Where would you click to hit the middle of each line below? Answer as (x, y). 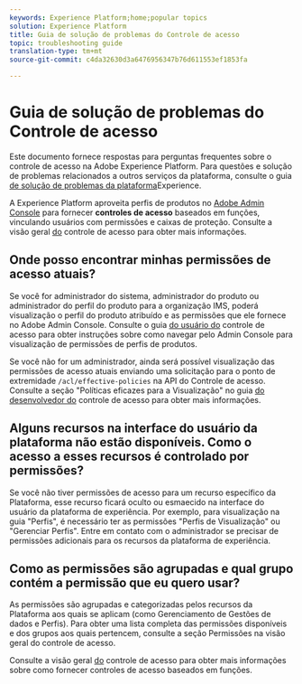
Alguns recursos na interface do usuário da (134, 429)
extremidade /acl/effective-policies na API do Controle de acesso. (137, 380)
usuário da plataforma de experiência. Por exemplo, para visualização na (145, 511)
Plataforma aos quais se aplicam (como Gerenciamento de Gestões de (140, 614)
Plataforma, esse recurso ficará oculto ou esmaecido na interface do (137, 501)
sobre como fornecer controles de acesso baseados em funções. (131, 670)
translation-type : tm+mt (56, 52)
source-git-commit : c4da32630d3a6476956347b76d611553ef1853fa (128, 60)
